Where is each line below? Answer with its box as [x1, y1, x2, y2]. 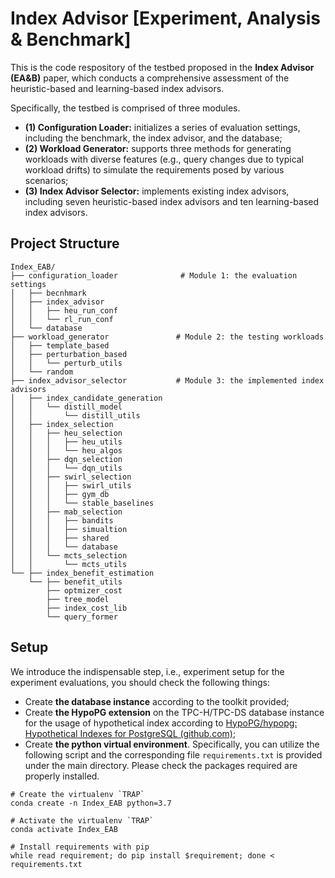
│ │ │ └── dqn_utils [10, 463, 123, 473]
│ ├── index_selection [10, 419, 114, 429]
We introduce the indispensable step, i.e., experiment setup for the [10, 665, 285, 677]
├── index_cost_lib [46, 603, 128, 613]
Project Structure [10, 235, 120, 252]
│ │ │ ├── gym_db [10, 489, 110, 499]
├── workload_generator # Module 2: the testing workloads [10, 332, 325, 342]
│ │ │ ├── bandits [10, 515, 114, 526]
